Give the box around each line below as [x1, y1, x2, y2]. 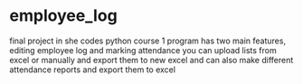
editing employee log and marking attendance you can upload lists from [9, 44, 278, 55]
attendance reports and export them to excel [9, 64, 176, 75]
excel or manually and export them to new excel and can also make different [9, 54, 294, 65]
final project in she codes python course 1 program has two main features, [9, 35, 287, 46]
